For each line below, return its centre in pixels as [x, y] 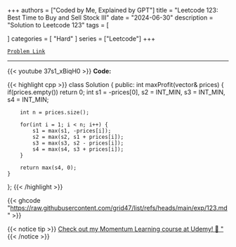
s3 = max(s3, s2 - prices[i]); [78, 143]
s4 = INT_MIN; [28, 100]
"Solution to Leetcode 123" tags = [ [58, 25]
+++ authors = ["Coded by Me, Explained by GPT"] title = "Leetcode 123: [113, 10]
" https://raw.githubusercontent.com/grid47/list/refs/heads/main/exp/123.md [118, 208]
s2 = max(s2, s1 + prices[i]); [78, 137]
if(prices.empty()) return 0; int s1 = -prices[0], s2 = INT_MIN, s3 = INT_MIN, [117, 92]
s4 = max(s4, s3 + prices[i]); [78, 149]
